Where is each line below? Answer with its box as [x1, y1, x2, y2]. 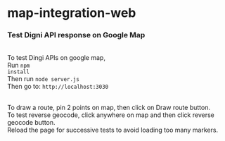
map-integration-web [7, 5, 136, 21]
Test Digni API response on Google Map [7, 30, 146, 40]
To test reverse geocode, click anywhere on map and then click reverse [7, 111, 214, 119]
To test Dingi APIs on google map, [7, 54, 105, 62]
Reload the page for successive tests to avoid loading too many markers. [7, 125, 219, 135]
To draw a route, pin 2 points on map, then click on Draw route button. [7, 104, 211, 112]
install [7, 68, 30, 75]
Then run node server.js [7, 75, 79, 83]
